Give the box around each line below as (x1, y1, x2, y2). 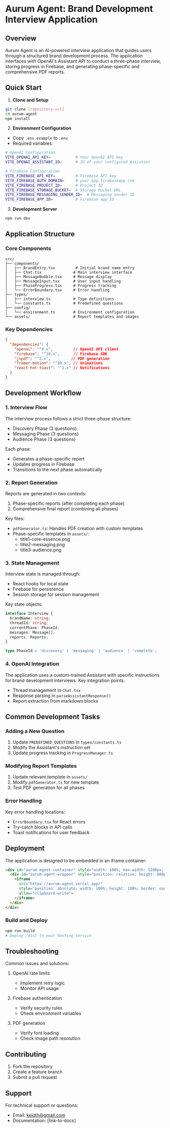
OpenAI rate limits (12, 970, 50, 976)
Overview (5, 34, 37, 42)
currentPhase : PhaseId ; (10, 625, 60, 630)
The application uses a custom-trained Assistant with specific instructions (5, 672, 160, 678)
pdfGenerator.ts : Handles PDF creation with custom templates (12, 525, 143, 531)
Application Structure (5, 230, 75, 238)
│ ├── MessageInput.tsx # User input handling (5, 279, 121, 284)
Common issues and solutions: (5, 961, 69, 967)
